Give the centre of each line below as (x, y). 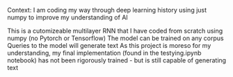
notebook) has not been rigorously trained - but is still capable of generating (117, 60)
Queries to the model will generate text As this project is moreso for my (109, 45)
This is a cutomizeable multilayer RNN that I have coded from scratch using (115, 31)
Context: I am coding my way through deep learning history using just (107, 10)
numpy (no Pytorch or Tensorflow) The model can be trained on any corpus (115, 38)
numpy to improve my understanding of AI (68, 17)
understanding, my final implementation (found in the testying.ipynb (104, 53)
